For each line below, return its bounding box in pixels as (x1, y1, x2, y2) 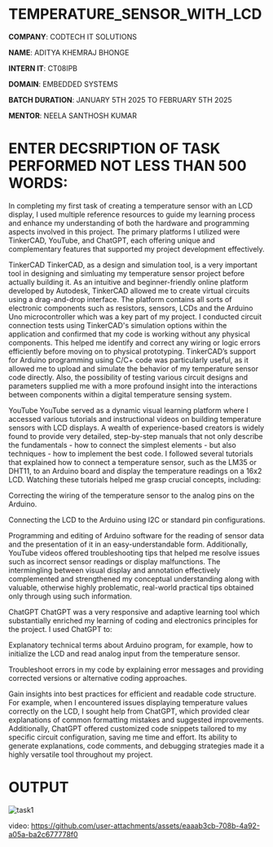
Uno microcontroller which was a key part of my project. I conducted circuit (8, 311, 262, 322)
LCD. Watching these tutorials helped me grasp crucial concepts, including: (8, 474, 262, 485)
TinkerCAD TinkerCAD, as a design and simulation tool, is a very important (8, 260, 258, 270)
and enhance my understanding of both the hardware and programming (8, 217, 250, 228)
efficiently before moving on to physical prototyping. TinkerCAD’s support (8, 346, 257, 356)
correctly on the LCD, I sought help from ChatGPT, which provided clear (8, 706, 250, 716)
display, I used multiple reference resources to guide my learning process (8, 209, 255, 219)
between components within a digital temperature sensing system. (8, 389, 232, 399)
